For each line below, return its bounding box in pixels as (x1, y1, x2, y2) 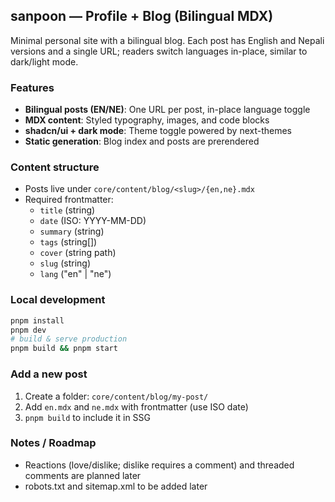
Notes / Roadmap (10, 436, 97, 450)
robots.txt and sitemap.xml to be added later (24, 480, 208, 492)
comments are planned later (24, 469, 142, 481)
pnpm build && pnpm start (10, 344, 118, 354)
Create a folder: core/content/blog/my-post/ (24, 390, 209, 402)
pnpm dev (10, 325, 47, 335)
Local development (10, 293, 106, 307)
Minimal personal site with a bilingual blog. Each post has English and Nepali (10, 34, 325, 46)
